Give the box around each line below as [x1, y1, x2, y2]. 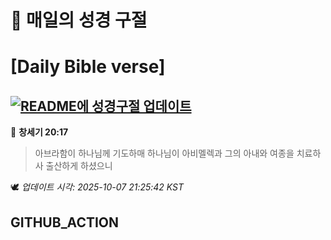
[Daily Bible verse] [10, 56, 166, 78]
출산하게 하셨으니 [45, 160, 113, 172]
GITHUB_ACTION [10, 214, 120, 231]
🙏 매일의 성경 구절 [10, 9, 148, 32]
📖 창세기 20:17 [10, 126, 69, 138]
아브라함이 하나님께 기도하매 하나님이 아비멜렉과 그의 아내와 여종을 [34, 147, 295, 160]
